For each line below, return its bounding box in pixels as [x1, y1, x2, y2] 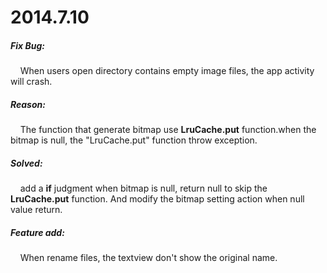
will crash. [10, 76, 53, 88]
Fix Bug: [10, 39, 45, 51]
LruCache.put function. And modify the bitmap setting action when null [10, 193, 305, 205]
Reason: [10, 98, 46, 110]
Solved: [10, 157, 43, 169]
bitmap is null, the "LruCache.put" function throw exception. [10, 134, 258, 146]
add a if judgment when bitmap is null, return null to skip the [19, 182, 268, 195]
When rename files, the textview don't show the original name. [19, 252, 278, 264]
